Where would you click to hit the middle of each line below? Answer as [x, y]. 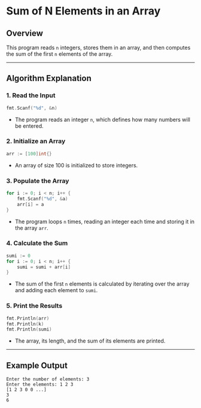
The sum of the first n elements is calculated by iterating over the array [102, 284]
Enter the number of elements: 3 [48, 379]
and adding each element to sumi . [56, 290]
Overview [25, 33]
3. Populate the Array [38, 181]
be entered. [29, 126]
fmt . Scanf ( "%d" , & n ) [32, 108]
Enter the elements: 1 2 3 [40, 385]
